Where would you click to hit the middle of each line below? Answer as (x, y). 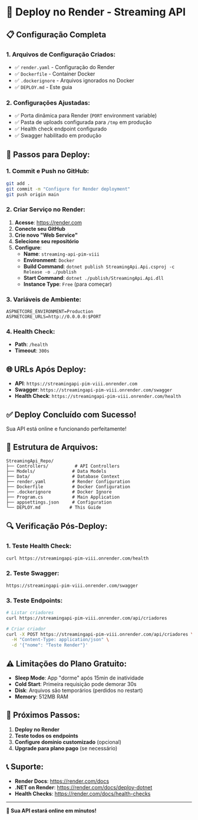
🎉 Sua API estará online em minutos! (51, 811)
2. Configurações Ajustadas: (48, 103)
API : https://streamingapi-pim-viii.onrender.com (76, 384)
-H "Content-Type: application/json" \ (60, 640)
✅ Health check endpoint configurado (61, 129)
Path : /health (31, 344)
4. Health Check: (31, 331)
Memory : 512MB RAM (42, 697)
